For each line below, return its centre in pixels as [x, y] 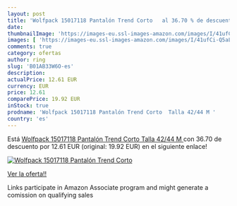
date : [15, 27]
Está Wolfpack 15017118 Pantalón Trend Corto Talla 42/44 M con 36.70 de [115, 139]
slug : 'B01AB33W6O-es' [41, 66]
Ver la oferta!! [27, 174]
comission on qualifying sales [50, 195]
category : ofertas [34, 54]
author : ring [26, 60]
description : [26, 73]
